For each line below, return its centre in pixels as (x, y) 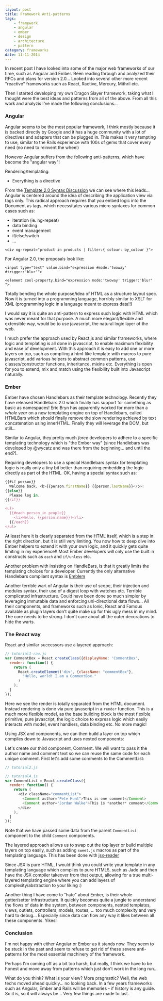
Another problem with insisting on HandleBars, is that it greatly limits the (77, 566)
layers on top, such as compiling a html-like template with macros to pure (78, 353)
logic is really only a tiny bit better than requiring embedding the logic (74, 468)
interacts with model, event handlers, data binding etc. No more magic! (76, 724)
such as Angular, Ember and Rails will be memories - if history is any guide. (80, 988)
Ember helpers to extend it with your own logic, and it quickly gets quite (77, 546)
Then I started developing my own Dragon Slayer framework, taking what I (79, 93)
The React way (23, 634)
